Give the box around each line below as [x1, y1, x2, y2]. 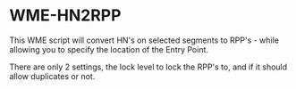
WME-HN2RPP [9, 5, 122, 26]
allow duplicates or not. [9, 70, 96, 81]
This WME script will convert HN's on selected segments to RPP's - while [9, 35, 280, 45]
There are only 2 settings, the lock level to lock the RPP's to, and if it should [9, 61, 288, 72]
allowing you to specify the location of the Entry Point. [9, 44, 208, 54]
